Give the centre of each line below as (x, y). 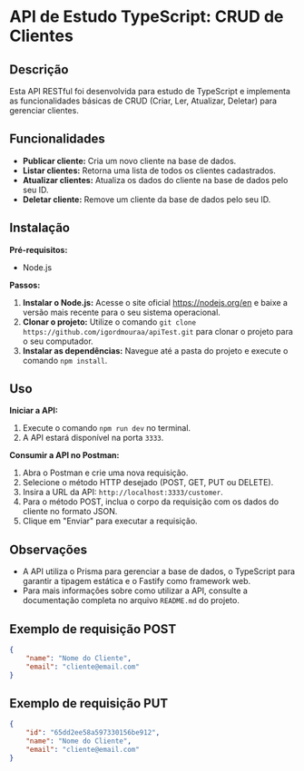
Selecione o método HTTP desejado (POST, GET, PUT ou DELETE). (148, 483)
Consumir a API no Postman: (64, 455)
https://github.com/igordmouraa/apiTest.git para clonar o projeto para (157, 331)
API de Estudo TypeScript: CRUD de (147, 17)
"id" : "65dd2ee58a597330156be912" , (93, 733)
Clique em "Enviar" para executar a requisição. (110, 521)
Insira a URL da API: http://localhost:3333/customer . (123, 493)
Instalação (40, 228)
